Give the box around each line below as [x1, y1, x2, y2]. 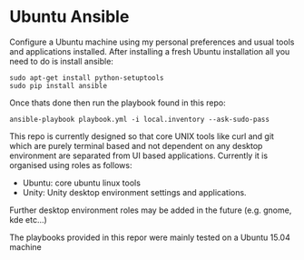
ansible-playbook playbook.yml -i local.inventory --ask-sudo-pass [9, 115, 270, 124]
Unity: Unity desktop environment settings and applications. [22, 186, 247, 197]
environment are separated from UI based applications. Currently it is [9, 150, 269, 161]
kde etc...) [9, 214, 47, 225]
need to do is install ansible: [9, 55, 113, 66]
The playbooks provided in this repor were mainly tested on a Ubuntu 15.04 [9, 232, 290, 243]
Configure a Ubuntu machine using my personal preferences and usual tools [9, 36, 295, 47]
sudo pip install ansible [9, 81, 107, 90]
